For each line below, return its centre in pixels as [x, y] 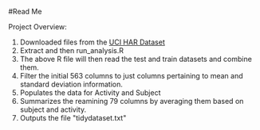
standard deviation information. [71, 84]
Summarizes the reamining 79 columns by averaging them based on [132, 101]
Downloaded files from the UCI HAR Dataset [92, 42]
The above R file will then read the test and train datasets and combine [136, 59]
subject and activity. [53, 109]
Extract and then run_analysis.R [71, 50]
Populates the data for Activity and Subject [90, 93]
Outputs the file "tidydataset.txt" [73, 118]
